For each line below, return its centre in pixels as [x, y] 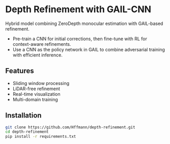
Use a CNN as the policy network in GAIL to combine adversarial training [89, 49]
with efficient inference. [37, 55]
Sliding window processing [41, 83]
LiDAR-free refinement [36, 89]
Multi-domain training [35, 99]
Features [20, 71]
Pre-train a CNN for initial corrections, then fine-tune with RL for [80, 39]
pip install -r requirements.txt [41, 137]
